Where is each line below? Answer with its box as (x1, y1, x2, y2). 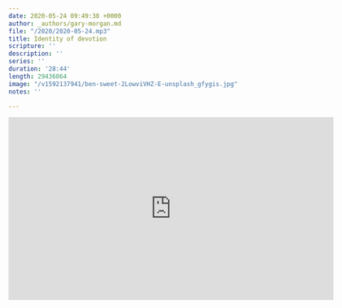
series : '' (8, 58, 45, 66)
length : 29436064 (8, 72, 67, 80)
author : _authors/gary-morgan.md (8, 20, 122, 28)
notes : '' (8, 87, 42, 96)
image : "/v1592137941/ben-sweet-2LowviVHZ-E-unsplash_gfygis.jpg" (8, 80, 238, 88)
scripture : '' (8, 42, 57, 50)
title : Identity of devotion (8, 34, 107, 43)
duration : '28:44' (8, 65, 71, 73)
